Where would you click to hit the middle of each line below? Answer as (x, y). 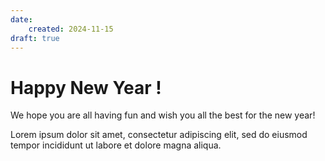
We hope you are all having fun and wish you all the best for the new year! (163, 115)
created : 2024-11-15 (71, 29)
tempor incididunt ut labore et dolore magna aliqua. (116, 145)
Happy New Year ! (86, 87)
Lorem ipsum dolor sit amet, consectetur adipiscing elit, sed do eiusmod (159, 135)
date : (21, 19)
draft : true (35, 38)
